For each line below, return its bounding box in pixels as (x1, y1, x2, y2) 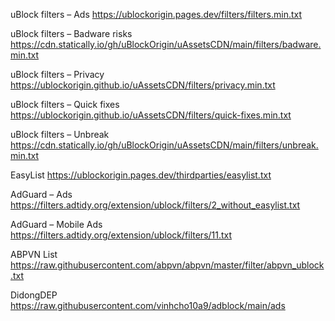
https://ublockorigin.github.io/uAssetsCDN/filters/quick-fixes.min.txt (10, 109, 292, 121)
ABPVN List (10, 249, 58, 260)
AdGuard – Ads (10, 189, 73, 200)
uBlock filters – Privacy (10, 69, 105, 80)
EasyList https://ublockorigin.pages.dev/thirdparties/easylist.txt (10, 169, 272, 181)
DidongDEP (10, 289, 58, 301)
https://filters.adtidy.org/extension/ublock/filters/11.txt (10, 229, 233, 241)
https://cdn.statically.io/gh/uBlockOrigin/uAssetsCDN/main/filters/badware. (10, 39, 322, 50)
